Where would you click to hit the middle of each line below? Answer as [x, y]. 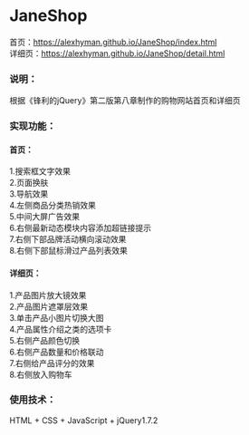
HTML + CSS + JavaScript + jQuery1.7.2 [84, 420]
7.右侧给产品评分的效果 [52, 362]
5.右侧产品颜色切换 [44, 340]
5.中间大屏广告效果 [44, 217]
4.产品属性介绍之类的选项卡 [61, 329]
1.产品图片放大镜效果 [48, 295]
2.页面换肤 [29, 183]
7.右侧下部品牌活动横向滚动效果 [68, 239]
